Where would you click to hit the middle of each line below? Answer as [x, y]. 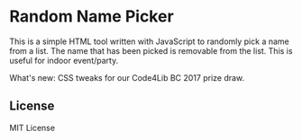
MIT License [32, 127]
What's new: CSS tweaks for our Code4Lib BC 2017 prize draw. [127, 77]
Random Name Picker [92, 17]
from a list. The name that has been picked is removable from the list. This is [151, 50]
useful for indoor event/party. [64, 60]
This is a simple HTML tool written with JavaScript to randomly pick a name [150, 41]
